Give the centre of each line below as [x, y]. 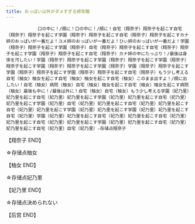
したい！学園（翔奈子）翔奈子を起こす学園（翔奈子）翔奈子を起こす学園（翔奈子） [104, 60]
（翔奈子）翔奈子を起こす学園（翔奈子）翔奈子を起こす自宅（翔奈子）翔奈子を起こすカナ [97, 35]
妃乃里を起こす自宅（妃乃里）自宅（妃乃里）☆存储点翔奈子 [66, 128]
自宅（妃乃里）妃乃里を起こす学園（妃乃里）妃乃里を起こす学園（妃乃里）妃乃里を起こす [97, 110]
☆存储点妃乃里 [24, 177]
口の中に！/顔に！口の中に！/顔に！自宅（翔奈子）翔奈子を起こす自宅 [110, 29]
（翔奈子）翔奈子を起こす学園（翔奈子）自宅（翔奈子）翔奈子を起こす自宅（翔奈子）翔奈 [97, 47]
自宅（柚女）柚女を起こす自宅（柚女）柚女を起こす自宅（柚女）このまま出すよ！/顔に [95, 79]
